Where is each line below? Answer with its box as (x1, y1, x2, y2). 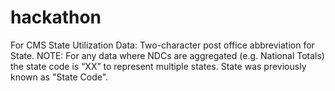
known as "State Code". (10, 71, 109, 83)
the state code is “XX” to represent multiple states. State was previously (10, 60, 307, 72)
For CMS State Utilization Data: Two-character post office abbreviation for (10, 39, 315, 51)
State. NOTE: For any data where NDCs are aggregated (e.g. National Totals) (10, 49, 325, 61)
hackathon (10, 6, 102, 29)
